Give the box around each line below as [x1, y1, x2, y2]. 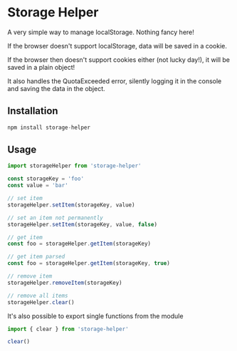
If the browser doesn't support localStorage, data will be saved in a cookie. [7, 41, 228, 50]
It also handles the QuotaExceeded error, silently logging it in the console [7, 76, 222, 85]
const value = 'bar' [7, 182, 69, 189]
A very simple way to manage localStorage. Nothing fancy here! [7, 28, 194, 36]
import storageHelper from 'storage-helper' [7, 162, 142, 169]
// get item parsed [7, 253, 65, 261]
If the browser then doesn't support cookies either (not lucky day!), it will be [7, 55, 230, 64]
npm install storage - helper [7, 124, 91, 131]
